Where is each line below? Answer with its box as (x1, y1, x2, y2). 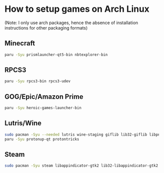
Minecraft (4, 39, 35, 48)
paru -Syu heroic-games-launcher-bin (4, 106, 82, 111)
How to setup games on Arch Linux (4, 3, 150, 15)
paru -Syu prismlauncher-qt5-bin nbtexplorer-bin (4, 52, 108, 57)
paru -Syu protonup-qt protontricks (4, 137, 79, 142)
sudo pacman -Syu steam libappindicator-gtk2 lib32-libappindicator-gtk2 (4, 163, 159, 168)
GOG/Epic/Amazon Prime (4, 92, 84, 101)
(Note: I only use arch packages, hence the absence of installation (4, 20, 138, 26)
